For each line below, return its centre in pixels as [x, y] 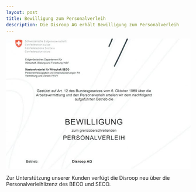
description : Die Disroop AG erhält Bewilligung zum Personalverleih [93, 25]
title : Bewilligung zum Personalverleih [56, 18]
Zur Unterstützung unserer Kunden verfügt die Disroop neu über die [88, 177]
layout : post [22, 12]
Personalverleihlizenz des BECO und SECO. [59, 184]
